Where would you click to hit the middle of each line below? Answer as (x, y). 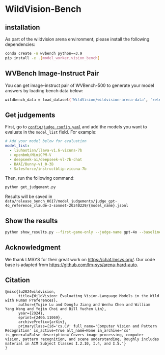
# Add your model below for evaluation (46, 141)
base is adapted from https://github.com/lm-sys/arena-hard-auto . (72, 265)
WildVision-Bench (43, 9)
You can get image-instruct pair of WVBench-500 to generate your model (80, 85)
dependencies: (20, 44)
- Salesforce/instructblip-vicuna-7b (48, 169)
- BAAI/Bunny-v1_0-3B (32, 164)
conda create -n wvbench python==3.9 (44, 53)
